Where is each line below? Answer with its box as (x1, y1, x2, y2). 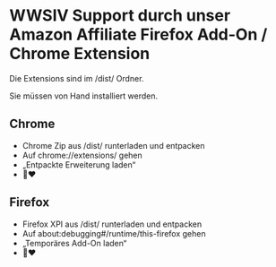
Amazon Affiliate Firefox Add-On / (9, 24, 268, 45)
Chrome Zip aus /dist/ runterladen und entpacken (22, 140, 205, 151)
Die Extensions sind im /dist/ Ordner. (9, 73, 144, 83)
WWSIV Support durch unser (9, 5, 231, 26)
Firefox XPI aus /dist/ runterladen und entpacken (22, 219, 203, 229)
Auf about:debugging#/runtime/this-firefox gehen (22, 228, 206, 238)
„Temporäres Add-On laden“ (22, 237, 127, 248)
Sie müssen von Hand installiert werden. (9, 90, 159, 101)
